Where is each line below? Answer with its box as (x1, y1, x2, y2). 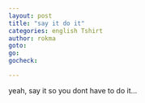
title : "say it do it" (8, 19, 85, 27)
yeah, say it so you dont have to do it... (8, 85, 138, 95)
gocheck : (8, 57, 38, 65)
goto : (8, 42, 27, 50)
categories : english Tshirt (8, 27, 104, 35)
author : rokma (8, 34, 57, 43)
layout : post (8, 11, 53, 20)
